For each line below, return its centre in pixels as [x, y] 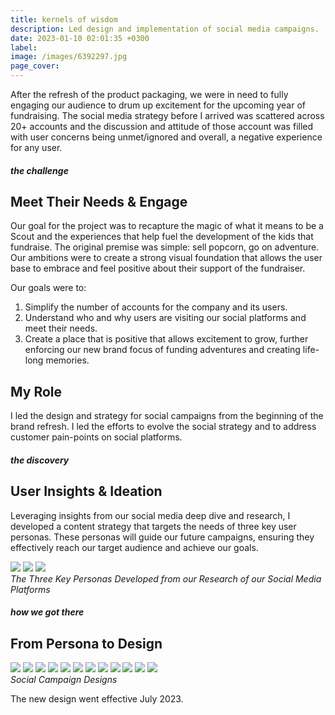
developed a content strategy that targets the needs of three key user [153, 526]
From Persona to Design [86, 643]
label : [24, 47]
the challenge [39, 170]
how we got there [47, 612]
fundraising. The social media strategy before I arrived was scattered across [167, 115]
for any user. [36, 147]
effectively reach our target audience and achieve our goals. [134, 547]
